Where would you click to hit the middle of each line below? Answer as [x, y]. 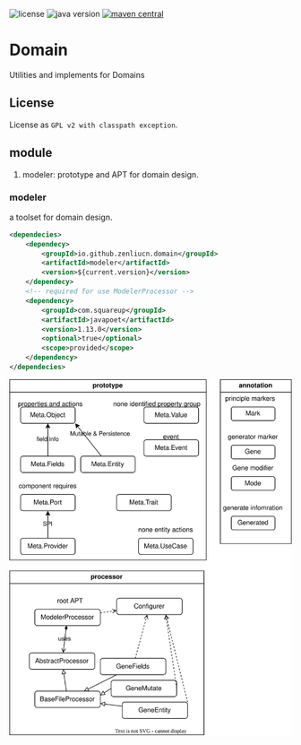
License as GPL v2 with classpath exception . [94, 125]
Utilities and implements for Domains [77, 74]
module [31, 153]
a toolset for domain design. [61, 217]
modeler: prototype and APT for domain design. [110, 174]
